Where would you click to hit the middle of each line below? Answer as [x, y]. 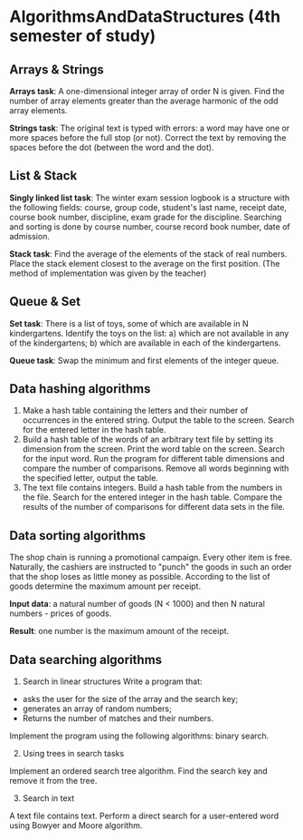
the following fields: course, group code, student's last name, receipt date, [148, 207]
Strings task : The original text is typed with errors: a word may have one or [150, 128]
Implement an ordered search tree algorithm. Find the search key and [139, 771]
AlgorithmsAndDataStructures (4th [145, 17]
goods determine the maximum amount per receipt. [105, 586]
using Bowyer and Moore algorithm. [76, 825]
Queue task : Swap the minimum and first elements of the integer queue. [144, 360]
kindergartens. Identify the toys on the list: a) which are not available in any [149, 333]
